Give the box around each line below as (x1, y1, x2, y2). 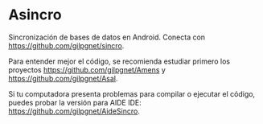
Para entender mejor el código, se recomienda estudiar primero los (8, 56, 231, 66)
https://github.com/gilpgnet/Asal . (8, 73, 118, 83)
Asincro (8, 6, 62, 24)
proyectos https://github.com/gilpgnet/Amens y (8, 64, 166, 74)
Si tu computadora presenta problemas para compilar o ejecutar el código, (8, 89, 256, 98)
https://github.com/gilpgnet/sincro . (8, 40, 125, 50)
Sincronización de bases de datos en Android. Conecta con (8, 32, 206, 42)
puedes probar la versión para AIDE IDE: (8, 97, 142, 107)
